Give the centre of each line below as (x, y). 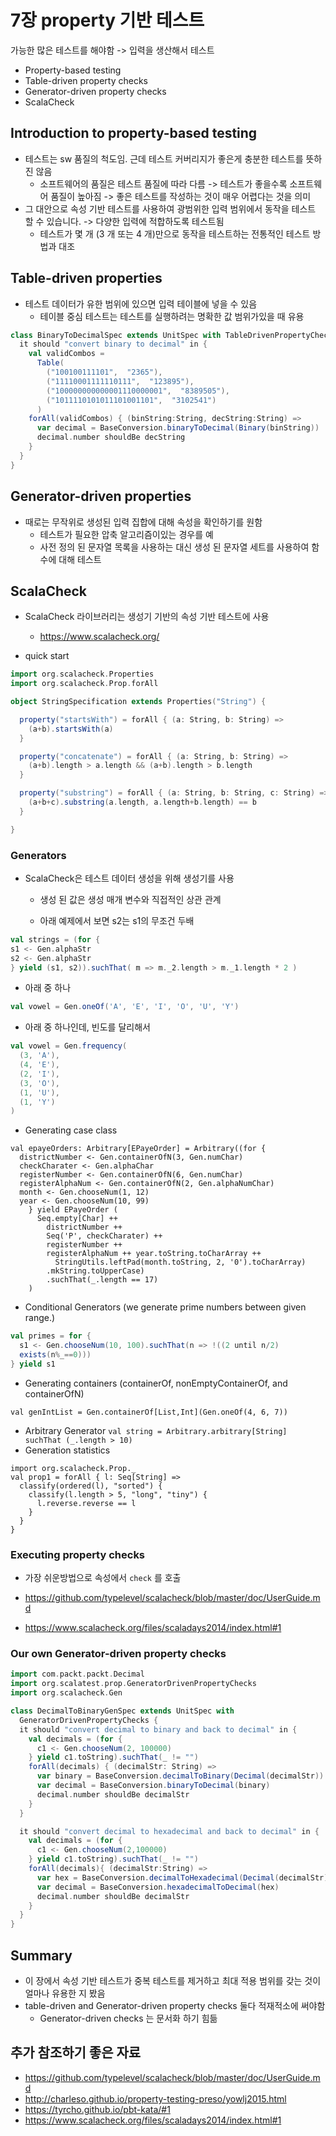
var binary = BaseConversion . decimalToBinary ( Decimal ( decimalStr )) (180, 1776)
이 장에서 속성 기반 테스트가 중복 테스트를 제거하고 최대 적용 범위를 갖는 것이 (173, 1981)
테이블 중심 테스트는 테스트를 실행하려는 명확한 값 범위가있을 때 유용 (172, 316)
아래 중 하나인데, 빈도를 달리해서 (87, 1027)
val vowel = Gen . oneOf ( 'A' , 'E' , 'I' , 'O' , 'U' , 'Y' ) (125, 1007)
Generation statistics (67, 1450)
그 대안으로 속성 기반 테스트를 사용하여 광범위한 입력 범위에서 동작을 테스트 (170, 208)
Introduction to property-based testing (134, 133)
